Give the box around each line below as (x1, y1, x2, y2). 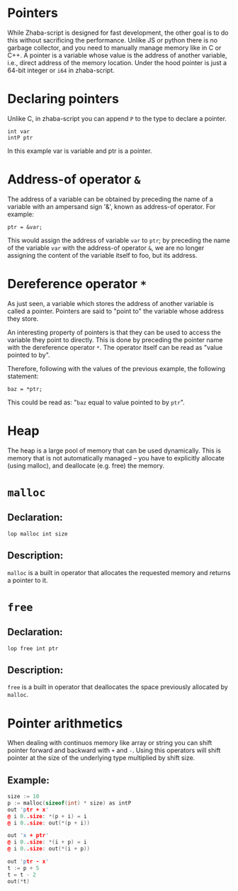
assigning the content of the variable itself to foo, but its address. (7, 251, 198, 259)
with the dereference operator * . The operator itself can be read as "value (7, 343, 223, 351)
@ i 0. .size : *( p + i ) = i (7, 812, 87, 819)
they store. (7, 314, 39, 323)
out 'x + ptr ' (7, 832, 50, 839)
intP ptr (7, 134, 33, 141)
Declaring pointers (7, 91, 119, 107)
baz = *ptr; (7, 385, 42, 392)
